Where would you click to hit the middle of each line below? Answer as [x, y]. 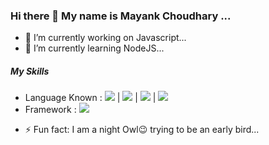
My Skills [30, 71]
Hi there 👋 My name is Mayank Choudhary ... [121, 16]
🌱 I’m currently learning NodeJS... [94, 48]
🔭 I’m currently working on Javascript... [105, 38]
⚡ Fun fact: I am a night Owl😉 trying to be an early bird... [142, 130]
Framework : [50, 110]
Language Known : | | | [90, 98]
